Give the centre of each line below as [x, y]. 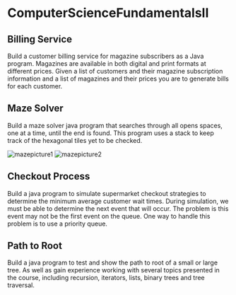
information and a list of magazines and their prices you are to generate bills [118, 79]
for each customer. [35, 86]
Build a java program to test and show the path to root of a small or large [112, 262]
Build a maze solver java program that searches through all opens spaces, [115, 125]
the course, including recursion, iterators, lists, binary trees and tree [106, 278]
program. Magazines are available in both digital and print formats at [107, 64]
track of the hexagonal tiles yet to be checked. [75, 140]
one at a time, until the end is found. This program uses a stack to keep [111, 133]
